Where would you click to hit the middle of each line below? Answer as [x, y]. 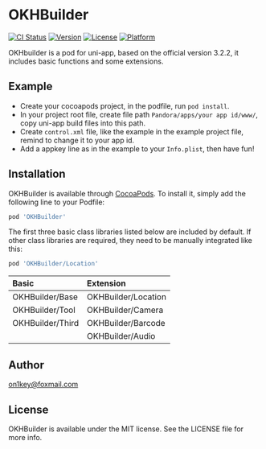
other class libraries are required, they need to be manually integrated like [131, 241]
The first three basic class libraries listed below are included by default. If [130, 232]
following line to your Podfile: [57, 202]
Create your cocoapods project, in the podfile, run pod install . [125, 105]
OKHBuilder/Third [46, 323]
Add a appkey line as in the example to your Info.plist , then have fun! [137, 148]
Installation [37, 174]
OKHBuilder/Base [45, 297]
